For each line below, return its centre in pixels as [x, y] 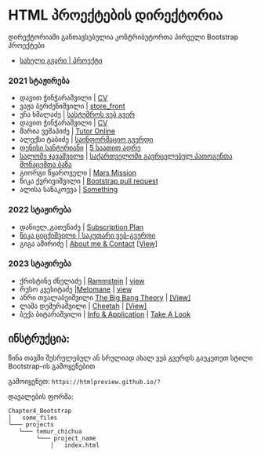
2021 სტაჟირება [39, 81]
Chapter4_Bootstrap [40, 411]
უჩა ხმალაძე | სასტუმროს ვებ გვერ [77, 114]
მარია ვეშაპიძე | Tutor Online [67, 131]
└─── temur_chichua [50, 431]
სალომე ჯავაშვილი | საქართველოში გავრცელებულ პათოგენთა [126, 156]
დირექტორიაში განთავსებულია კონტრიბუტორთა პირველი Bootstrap [123, 37]
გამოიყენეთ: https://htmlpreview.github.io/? [84, 381]
